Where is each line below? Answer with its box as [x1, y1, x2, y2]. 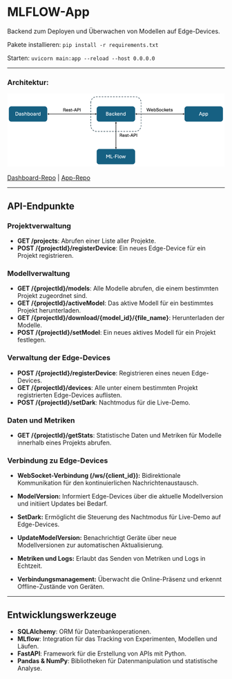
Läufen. [17, 642, 39, 651]
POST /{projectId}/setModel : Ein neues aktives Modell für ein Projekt [17, 328, 216, 337]
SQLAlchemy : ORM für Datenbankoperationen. [17, 627, 152, 636]
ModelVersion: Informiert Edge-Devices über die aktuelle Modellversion [17, 492, 223, 501]
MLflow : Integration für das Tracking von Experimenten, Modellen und [17, 635, 217, 643]
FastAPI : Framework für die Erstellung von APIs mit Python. [17, 649, 187, 658]
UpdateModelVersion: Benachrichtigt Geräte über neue [17, 534, 177, 542]
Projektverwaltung [7, 221, 71, 230]
